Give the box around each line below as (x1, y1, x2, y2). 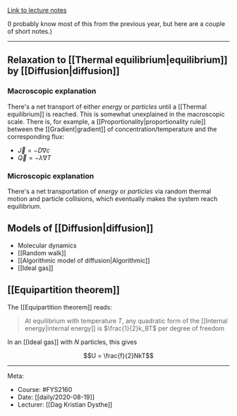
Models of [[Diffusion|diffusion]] (7, 222, 154, 235)
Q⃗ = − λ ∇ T (17, 153, 51, 161)
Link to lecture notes (7, 6, 67, 14)
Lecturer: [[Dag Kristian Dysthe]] (17, 400, 113, 408)
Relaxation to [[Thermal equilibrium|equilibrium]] (7, 54, 228, 66)
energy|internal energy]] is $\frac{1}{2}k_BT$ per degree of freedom (24, 324, 224, 332)
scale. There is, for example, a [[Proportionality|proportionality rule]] (7, 117, 206, 126)
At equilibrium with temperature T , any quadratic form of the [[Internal (24, 317, 228, 325)
